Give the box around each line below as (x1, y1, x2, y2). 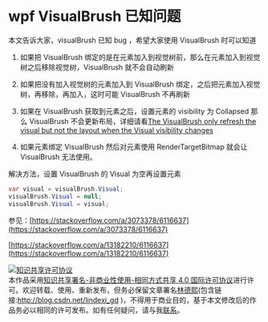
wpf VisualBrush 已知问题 (8, 7, 181, 26)
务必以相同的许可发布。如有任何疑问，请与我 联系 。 (14, 305, 185, 315)
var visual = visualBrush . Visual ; (8, 185, 124, 193)
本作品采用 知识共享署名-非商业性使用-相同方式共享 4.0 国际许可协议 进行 (8, 275, 247, 284)
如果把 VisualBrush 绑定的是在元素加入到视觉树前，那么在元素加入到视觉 (19, 52, 261, 62)
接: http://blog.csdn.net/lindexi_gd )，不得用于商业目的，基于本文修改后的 (8, 295, 250, 304)
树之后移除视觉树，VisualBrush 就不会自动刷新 (19, 62, 175, 72)
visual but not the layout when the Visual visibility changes (19, 125, 214, 135)
